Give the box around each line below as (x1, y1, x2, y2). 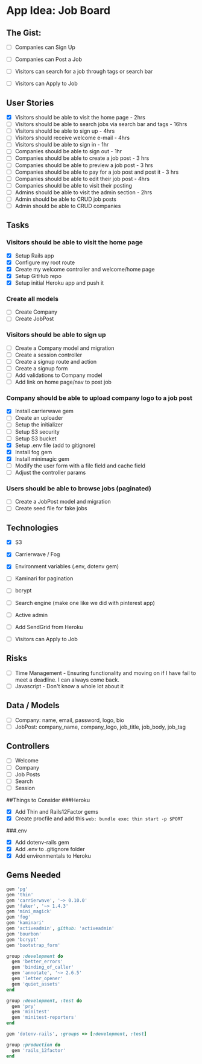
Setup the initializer (14, 421, 63, 428)
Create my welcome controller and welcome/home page (14, 265, 155, 273)
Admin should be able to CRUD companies (14, 202, 121, 209)
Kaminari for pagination (14, 575, 74, 582)
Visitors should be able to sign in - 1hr (14, 141, 109, 148)
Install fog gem (14, 448, 52, 455)
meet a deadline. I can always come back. (14, 676, 119, 683)
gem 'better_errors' (11, 958, 63, 965)
